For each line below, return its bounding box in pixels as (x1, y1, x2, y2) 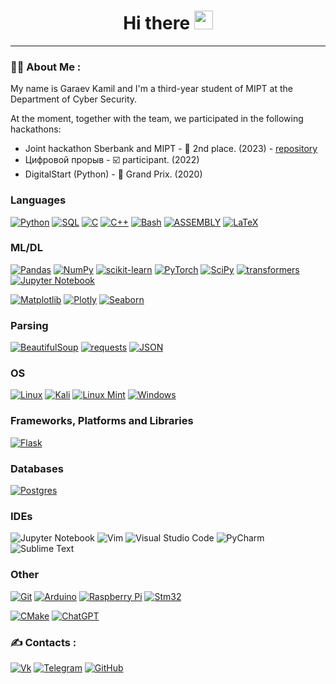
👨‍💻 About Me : (10, 60, 82, 74)
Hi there (123, 12, 191, 35)
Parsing (10, 318, 49, 332)
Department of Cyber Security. (10, 93, 138, 105)
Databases (10, 461, 64, 475)
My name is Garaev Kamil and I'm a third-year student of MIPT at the (10, 83, 293, 95)
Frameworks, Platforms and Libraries (10, 414, 194, 428)
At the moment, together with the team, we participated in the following (10, 113, 304, 125)
